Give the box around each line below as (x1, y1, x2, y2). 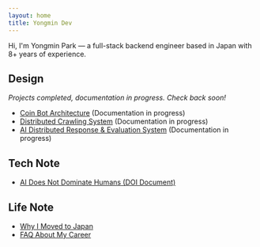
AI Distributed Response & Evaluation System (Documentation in (19, 125, 229, 135)
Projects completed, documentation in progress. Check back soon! (8, 93, 227, 103)
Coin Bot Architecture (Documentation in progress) (19, 108, 186, 118)
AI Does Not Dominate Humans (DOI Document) (19, 177, 176, 187)
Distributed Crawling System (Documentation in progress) (19, 116, 209, 127)
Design (8, 72, 44, 85)
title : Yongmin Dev (8, 19, 73, 27)
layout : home (8, 11, 51, 20)
